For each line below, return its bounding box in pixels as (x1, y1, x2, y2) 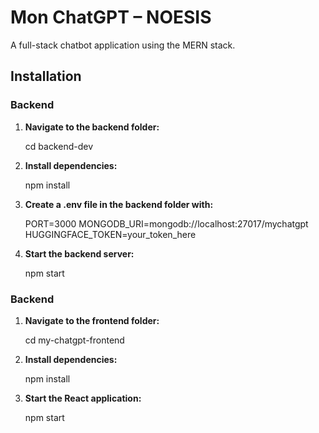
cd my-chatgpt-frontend (24, 334, 125, 346)
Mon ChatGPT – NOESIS (10, 6, 212, 29)
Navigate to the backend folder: (24, 121, 160, 133)
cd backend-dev (24, 140, 94, 152)
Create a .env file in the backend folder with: (24, 198, 214, 210)
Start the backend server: (24, 247, 135, 260)
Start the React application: (24, 392, 142, 404)
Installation (10, 68, 82, 85)
